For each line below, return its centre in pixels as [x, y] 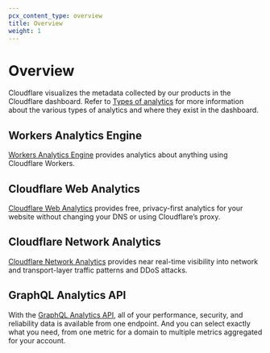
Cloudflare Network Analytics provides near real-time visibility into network [133, 261]
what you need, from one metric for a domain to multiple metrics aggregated [135, 332]
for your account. [37, 340]
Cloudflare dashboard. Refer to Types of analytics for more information [126, 102]
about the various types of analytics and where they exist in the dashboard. [134, 110]
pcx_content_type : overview [56, 16]
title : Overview [35, 23]
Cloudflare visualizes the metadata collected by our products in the [120, 93]
